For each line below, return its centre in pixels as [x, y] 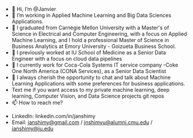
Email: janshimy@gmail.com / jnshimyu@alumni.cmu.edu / [82, 122]
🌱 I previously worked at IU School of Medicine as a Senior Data [89, 52]
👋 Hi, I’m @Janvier [34, 9]
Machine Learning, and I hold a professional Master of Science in [90, 40]
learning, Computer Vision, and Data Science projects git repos [88, 96]
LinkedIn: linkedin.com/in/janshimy [53, 116]
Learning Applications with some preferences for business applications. [98, 84]
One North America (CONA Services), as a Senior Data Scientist [89, 71]
